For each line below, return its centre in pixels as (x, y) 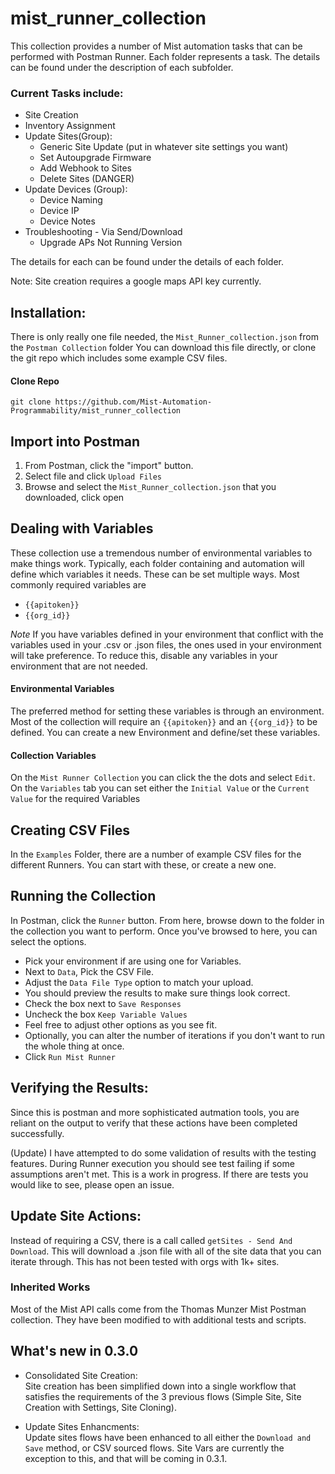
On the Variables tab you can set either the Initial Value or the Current (160, 788)
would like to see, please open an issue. (92, 1184)
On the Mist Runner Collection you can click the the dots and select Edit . (163, 778)
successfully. (37, 1133)
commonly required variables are (78, 584)
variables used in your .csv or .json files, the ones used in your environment (166, 644)
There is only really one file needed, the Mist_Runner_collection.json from (164, 337)
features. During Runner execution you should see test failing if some (152, 1163)
